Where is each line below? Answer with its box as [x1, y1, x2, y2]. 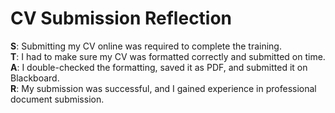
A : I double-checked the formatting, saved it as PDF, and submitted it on [10, 61, 308, 73]
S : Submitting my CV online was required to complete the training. [10, 40, 282, 52]
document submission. [10, 93, 105, 105]
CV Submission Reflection [10, 7, 233, 30]
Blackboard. [10, 72, 60, 84]
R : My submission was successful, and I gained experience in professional [10, 82, 317, 94]
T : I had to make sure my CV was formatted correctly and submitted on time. [10, 50, 326, 62]
